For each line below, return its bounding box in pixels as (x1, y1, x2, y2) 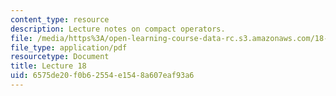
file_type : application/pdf (10, 42, 128, 53)
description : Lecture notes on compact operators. (10, 24, 226, 34)
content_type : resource (10, 14, 110, 25)
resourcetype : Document (10, 52, 110, 62)
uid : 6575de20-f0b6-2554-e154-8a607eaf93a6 (10, 71, 195, 81)
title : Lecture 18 (10, 61, 87, 71)
